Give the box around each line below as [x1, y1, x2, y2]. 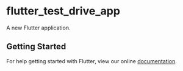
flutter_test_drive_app [6, 4, 121, 18]
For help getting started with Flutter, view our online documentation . [6, 57, 177, 64]
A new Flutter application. [6, 24, 71, 31]
